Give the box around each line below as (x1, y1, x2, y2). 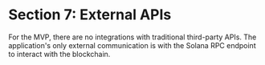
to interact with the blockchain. (8, 49, 111, 59)
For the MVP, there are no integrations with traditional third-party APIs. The (8, 32, 257, 42)
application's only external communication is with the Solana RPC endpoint (8, 40, 256, 50)
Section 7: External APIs (8, 6, 172, 24)
